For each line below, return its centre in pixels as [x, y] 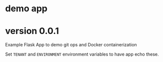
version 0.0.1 [32, 31]
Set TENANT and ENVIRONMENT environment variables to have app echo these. [82, 54]
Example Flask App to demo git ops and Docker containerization [71, 45]
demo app [26, 9]
